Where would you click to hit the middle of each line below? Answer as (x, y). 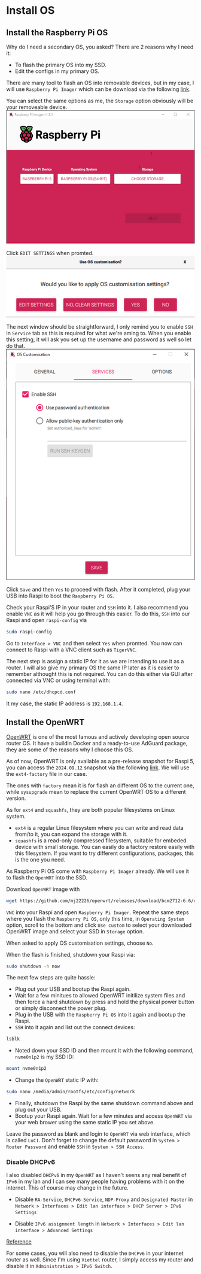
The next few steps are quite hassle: (51, 978)
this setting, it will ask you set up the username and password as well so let (99, 339)
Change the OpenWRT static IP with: (57, 1080)
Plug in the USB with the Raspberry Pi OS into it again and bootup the (100, 1015)
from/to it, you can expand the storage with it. (71, 834)
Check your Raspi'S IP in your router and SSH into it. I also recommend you (97, 608)
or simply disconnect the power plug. (61, 1008)
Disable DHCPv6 (31, 1162)
